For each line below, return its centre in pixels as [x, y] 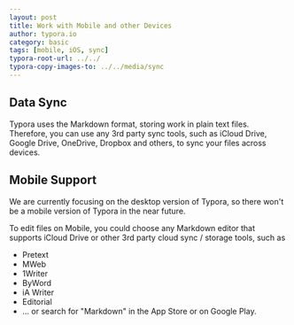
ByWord [36, 282]
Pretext [35, 254]
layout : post [33, 17]
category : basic [39, 42]
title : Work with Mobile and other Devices [91, 26]
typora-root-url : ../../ [55, 58]
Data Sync [39, 103]
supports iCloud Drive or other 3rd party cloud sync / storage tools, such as [147, 237]
